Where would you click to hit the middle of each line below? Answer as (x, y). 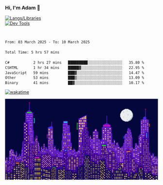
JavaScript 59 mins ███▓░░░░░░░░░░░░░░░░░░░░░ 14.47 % (75, 73)
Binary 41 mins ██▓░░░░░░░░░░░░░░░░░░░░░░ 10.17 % (75, 83)
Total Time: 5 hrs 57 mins (32, 53)
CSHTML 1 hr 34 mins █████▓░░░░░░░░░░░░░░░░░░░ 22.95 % (75, 68)
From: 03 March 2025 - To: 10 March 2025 (48, 42)
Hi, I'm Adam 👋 (23, 8)
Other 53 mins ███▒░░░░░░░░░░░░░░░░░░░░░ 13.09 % (75, 78)
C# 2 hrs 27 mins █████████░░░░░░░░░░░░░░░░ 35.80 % (75, 62)
